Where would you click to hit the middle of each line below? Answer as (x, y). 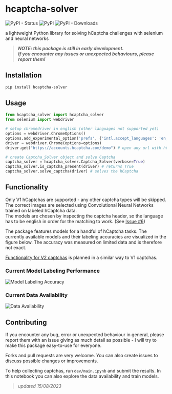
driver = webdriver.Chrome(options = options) (53, 143)
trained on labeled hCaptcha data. (41, 210)
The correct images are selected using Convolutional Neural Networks (79, 205)
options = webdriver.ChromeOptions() (46, 134)
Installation (24, 75)
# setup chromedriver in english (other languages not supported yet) (82, 129)
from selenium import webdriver (40, 120)
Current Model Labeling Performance (52, 271)
